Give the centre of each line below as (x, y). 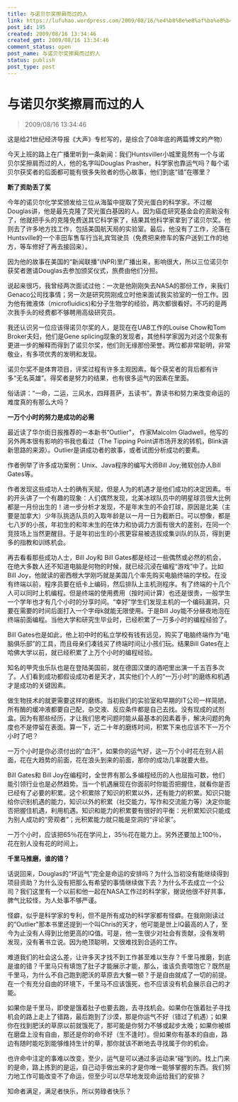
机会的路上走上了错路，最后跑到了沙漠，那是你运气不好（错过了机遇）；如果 (118, 1016)
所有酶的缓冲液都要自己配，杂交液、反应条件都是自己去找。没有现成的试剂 (116, 709)
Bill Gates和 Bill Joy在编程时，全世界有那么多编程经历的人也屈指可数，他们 (116, 774)
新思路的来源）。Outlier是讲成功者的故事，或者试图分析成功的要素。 (106, 450)
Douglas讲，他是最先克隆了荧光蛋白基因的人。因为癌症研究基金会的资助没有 (119, 211)
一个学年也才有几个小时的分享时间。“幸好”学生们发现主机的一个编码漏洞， (116, 602)
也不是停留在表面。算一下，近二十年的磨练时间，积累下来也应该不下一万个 (122, 727)
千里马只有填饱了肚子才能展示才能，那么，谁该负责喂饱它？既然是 (134, 966)
